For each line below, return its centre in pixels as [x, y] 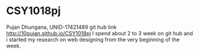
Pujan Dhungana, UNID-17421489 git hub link [62, 27]
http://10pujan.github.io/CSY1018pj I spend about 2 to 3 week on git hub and [100, 33]
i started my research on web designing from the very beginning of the [93, 39]
